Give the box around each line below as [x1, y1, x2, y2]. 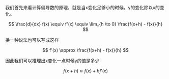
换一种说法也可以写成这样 [5, 37, 59, 43]
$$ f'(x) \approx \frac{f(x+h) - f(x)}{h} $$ [42, 47, 129, 53]
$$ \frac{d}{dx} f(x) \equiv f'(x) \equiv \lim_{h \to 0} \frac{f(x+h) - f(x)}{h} [8, 21, 163, 27]
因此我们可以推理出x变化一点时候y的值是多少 [5, 58, 100, 64]
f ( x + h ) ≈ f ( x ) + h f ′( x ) [63, 68, 108, 74]
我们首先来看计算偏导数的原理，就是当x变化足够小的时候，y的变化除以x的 [5, 5, 160, 10]
